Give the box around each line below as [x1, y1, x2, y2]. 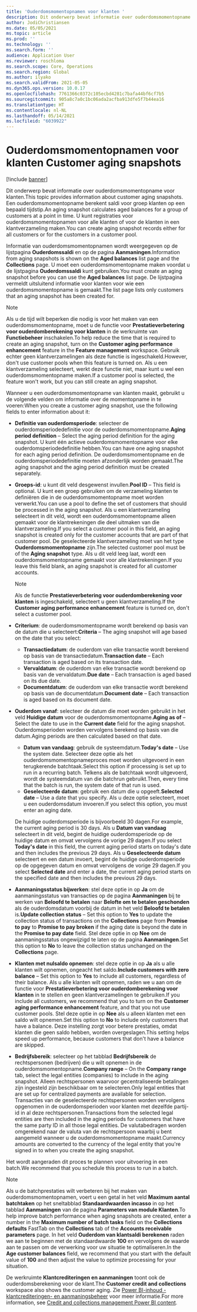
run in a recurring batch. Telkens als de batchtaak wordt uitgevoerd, [23, 769, 188, 776]
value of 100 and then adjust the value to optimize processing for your [6, 1257, 176, 1264]
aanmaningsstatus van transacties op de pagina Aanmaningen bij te [14, 892, 181, 899]
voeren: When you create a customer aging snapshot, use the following [6, 402, 178, 409]
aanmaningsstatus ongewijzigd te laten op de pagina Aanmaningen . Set [14, 936, 189, 943]
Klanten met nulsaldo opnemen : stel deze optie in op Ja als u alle [14, 960, 175, 967]
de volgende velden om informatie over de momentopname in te [6, 396, 162, 403]
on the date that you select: [14, 634, 81, 642]
